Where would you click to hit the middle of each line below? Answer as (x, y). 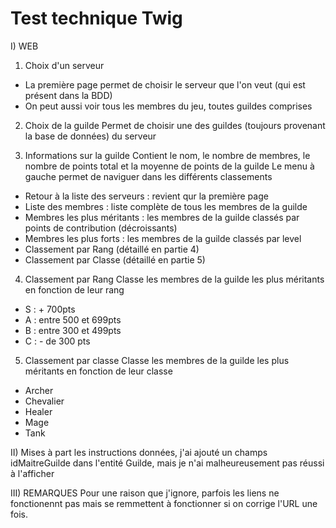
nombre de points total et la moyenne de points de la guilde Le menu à (169, 166)
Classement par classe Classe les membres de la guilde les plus (157, 360)
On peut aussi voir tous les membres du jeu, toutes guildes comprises (168, 106)
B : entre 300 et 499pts (73, 330)
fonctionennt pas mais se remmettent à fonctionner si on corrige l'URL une (164, 503)
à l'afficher (32, 473)
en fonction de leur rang (74, 289)
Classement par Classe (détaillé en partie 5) (115, 259)
